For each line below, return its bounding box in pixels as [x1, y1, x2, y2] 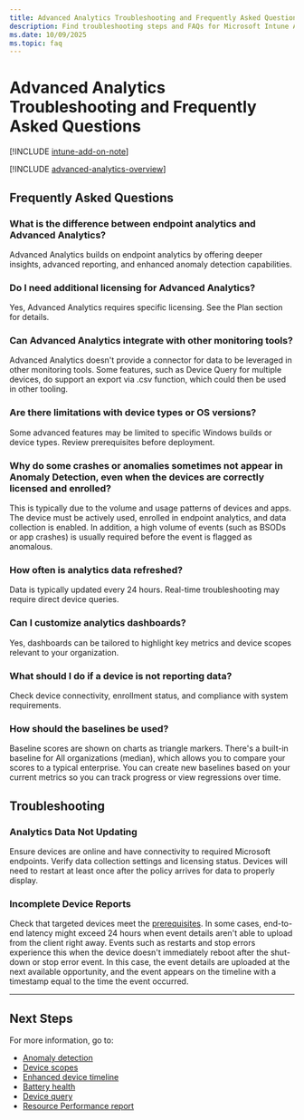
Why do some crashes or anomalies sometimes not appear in [9, 459, 283, 472]
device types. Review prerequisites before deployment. [9, 436, 215, 447]
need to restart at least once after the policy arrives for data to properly [9, 865, 276, 876]
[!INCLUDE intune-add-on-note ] [9, 146, 129, 157]
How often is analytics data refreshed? [9, 563, 184, 576]
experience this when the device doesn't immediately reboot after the [9, 947, 269, 958]
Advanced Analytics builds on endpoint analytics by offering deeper [9, 248, 263, 259]
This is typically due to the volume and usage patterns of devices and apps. [9, 502, 292, 513]
